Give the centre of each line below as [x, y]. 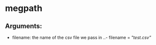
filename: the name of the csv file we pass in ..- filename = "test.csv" [81, 37]
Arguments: [24, 26]
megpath [24, 8]
